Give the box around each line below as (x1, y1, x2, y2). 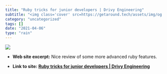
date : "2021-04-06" (5, 26, 46, 31)
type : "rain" (5, 30, 32, 35)
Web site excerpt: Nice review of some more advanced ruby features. (12, 53, 157, 59)
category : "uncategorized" (5, 16, 61, 21)
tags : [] (5, 21, 23, 26)
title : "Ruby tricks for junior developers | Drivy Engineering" (5, 7, 144, 12)
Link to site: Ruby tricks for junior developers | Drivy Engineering (12, 63, 150, 69)
